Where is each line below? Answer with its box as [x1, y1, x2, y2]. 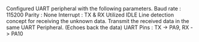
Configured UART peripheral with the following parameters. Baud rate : [6, 5, 182, 12]
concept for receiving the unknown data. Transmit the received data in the [6, 18, 189, 24]
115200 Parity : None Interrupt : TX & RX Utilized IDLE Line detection [6, 11, 174, 18]
